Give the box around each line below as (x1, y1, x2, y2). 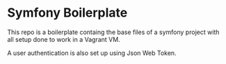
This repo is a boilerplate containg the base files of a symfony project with (7, 28, 220, 36)
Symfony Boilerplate (7, 5, 128, 21)
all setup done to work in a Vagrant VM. (7, 35, 120, 43)
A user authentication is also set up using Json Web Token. (7, 49, 177, 57)
